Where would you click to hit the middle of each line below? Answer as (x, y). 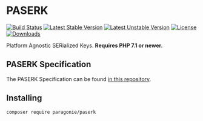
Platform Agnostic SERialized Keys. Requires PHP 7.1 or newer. (85, 45)
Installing (24, 98)
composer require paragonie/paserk (51, 112)
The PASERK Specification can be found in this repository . (79, 79)
